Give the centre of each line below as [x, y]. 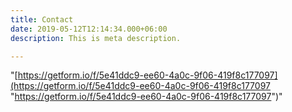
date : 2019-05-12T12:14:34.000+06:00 [89, 29]
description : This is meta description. [96, 38]
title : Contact [42, 19]
